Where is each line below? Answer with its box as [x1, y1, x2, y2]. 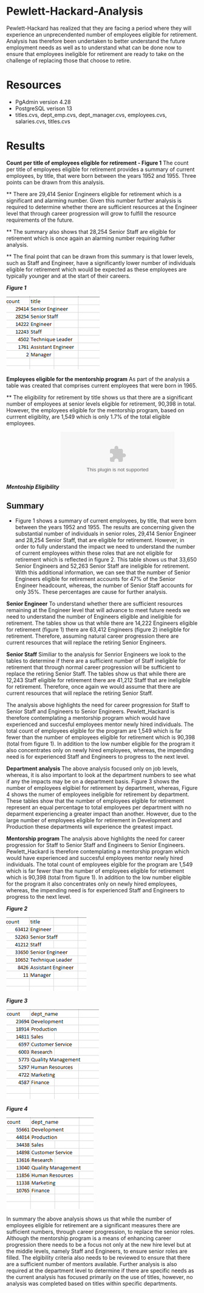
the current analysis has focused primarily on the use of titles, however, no [6, 1273, 193, 1280]
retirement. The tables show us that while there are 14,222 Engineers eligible [6, 619, 198, 627]
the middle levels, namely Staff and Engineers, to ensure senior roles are [6, 1247, 188, 1255]
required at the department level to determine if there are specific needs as [6, 1267, 194, 1274]
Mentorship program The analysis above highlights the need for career [6, 834, 185, 842]
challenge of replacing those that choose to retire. [6, 57, 132, 64]
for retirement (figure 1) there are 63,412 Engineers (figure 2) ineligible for [6, 625, 190, 633]
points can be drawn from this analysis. [6, 178, 105, 186]
